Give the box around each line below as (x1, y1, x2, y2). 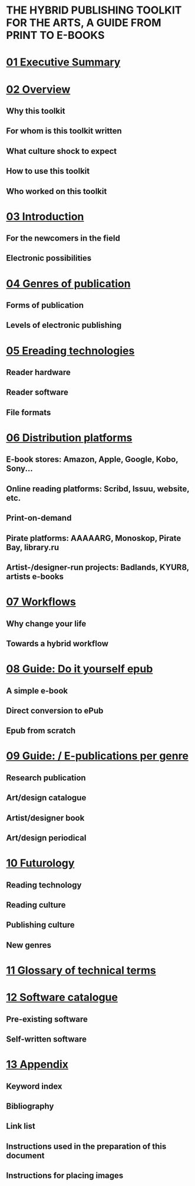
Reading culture (6, 900, 66, 910)
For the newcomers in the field (6, 234, 121, 244)
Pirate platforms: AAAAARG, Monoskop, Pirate (6, 533, 181, 543)
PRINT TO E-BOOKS (6, 29, 105, 42)
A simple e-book (6, 685, 68, 696)
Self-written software (6, 1034, 87, 1044)
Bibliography (6, 1101, 54, 1111)
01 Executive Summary (6, 55, 121, 69)
